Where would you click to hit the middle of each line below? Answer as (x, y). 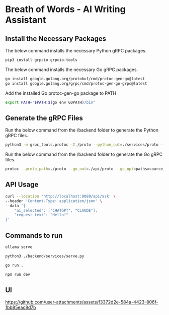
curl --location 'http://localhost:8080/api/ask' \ (60, 196)
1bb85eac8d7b (21, 307)
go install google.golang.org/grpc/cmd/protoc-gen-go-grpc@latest (76, 83)
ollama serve (19, 247)
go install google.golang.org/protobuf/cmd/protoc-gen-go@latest (75, 79)
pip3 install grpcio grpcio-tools (41, 60)
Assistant (26, 20)
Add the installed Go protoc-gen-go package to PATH (61, 93)
